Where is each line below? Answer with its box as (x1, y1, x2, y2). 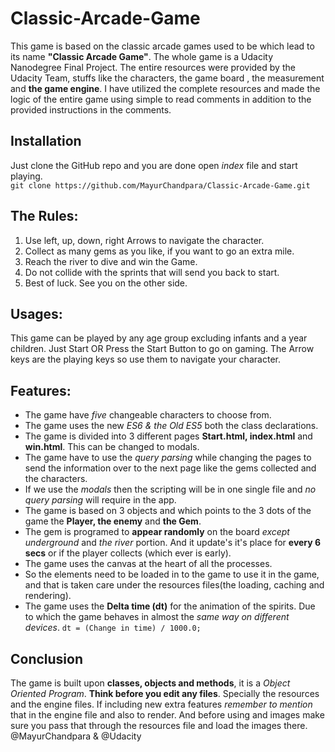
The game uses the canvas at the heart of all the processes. (24, 558, 273, 570)
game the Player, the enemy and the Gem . (24, 515, 202, 527)
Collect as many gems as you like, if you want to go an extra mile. (24, 245, 295, 257)
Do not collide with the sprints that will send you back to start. (24, 266, 280, 278)
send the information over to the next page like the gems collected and (24, 462, 317, 474)
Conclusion (10, 650, 84, 667)
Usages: (10, 305, 63, 322)
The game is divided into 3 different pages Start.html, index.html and (24, 430, 313, 442)
